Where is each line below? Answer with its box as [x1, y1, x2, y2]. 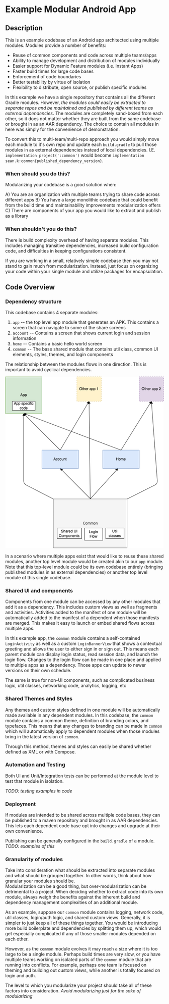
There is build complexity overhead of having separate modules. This [5, 237, 149, 243]
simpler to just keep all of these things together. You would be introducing [5, 920, 158, 926]
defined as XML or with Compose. [5, 748, 76, 755]
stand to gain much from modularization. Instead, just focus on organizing [5, 263, 158, 269]
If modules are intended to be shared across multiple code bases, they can [5, 812, 160, 818]
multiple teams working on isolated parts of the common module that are [5, 957, 151, 963]
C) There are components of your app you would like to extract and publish [5, 208, 161, 214]
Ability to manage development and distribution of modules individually [12, 58, 160, 64]
